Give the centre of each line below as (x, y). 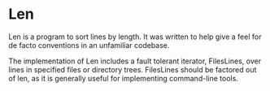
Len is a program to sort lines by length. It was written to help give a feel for (135, 37)
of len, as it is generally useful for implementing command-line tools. (123, 78)
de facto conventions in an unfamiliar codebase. (89, 45)
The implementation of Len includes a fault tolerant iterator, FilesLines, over (135, 61)
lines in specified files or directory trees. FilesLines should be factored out (133, 69)
